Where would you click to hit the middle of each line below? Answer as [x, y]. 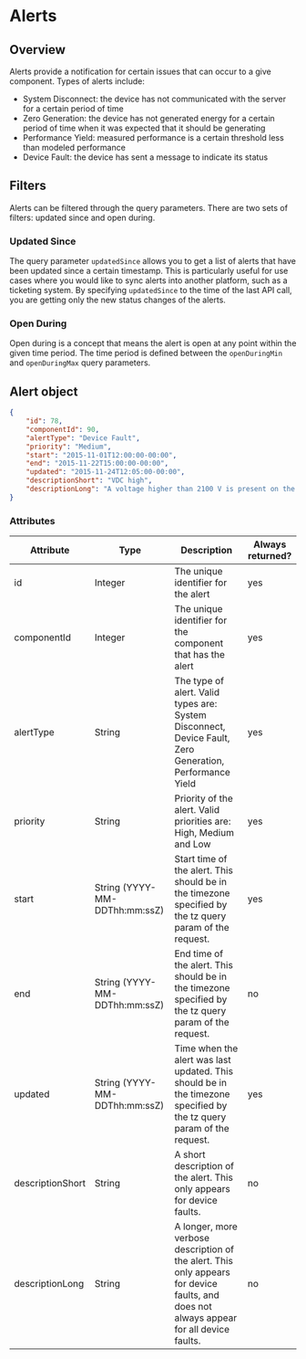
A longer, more [206, 1227]
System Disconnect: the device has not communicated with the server [154, 99]
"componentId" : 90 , [63, 429]
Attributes [32, 521]
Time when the [206, 1048]
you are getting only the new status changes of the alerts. [117, 300]
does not [193, 1307]
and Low [193, 844]
